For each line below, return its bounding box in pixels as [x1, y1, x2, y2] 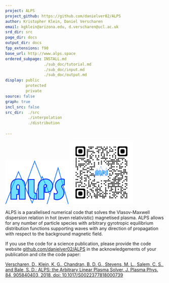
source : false [5, 94, 35, 99]
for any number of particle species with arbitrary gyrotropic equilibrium [5, 220, 153, 226]
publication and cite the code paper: [5, 251, 81, 257]
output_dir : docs [5, 41, 42, 46]
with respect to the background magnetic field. [5, 231, 103, 237]
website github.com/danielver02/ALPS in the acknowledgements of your [5, 246, 157, 252]
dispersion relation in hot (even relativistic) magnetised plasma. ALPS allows [5, 215, 164, 221]
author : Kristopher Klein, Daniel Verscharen [5, 19, 103, 24]
